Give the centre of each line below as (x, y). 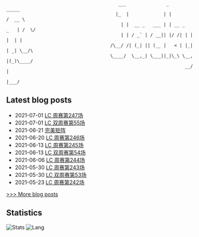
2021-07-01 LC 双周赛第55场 (50, 123)
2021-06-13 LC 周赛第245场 (49, 145)
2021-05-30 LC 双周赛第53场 (51, 174)
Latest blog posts (39, 100)
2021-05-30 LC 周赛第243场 (50, 167)
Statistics (24, 213)
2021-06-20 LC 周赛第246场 (50, 138)
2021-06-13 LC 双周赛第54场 (50, 152)
